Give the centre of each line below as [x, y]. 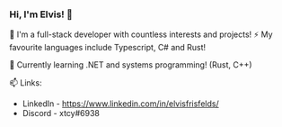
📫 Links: [26, 83]
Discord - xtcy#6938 [61, 113]
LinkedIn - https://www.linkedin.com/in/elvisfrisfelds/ [120, 104]
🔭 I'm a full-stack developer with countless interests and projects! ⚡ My [141, 34]
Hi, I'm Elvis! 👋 [41, 14]
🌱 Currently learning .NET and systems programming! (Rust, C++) [131, 65]
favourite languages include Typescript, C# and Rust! [108, 48]
